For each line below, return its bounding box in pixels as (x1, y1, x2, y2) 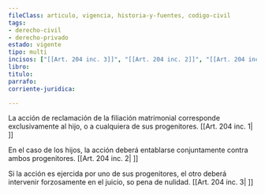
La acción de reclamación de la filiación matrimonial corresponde (8, 114, 221, 123)
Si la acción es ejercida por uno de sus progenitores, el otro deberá (8, 169, 227, 178)
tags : (8, 19, 26, 27)
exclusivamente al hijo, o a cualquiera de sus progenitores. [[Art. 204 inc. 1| (8, 121, 253, 131)
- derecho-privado (8, 33, 69, 42)
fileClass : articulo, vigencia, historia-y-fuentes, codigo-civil (8, 11, 231, 20)
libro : (8, 63, 30, 71)
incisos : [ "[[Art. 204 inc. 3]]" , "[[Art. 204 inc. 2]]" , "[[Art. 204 (8, 56, 245, 64)
